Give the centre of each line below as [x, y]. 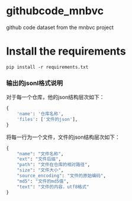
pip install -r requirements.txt [47, 67]
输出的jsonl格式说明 [35, 83]
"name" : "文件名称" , [40, 154]
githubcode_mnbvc [55, 11]
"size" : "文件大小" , [40, 170]
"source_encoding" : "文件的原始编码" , [62, 176]
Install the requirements [66, 51]
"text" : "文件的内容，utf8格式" [53, 187]
